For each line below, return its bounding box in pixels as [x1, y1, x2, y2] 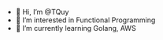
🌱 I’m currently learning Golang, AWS [15, 24, 136, 32]
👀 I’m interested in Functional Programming [15, 15, 156, 25]
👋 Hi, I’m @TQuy [15, 8, 69, 16]
